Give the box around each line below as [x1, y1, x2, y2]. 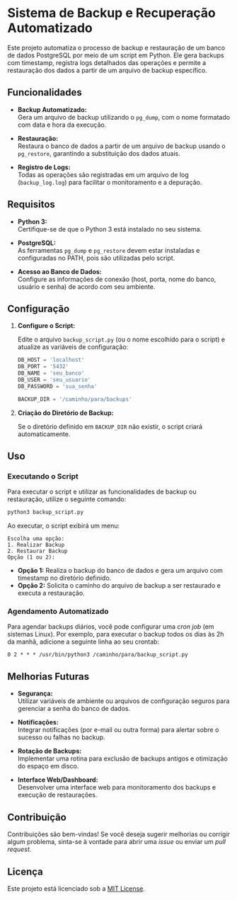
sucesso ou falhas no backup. [17, 733, 105, 741]
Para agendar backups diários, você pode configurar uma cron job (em [7, 622, 214, 631]
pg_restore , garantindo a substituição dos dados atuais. [17, 149, 180, 157]
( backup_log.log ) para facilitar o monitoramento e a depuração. [17, 178, 202, 186]
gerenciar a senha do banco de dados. [17, 705, 131, 713]
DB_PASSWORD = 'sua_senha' [17, 382, 98, 390]
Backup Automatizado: [17, 105, 87, 114]
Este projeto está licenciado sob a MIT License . [7, 884, 145, 893]
